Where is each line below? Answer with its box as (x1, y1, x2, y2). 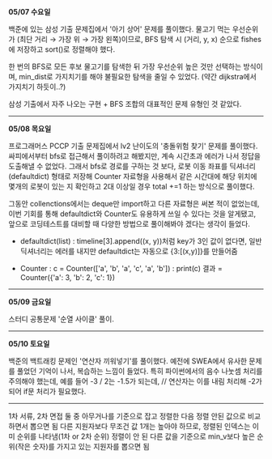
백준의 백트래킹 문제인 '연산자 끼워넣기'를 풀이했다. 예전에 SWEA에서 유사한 (8, 356, 248, 366)
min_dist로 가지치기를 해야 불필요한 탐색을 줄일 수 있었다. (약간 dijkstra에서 (19, 72, 257, 81)
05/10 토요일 (8, 339, 50, 348)
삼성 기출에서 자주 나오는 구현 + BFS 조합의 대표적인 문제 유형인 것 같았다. (8, 100, 242, 108)
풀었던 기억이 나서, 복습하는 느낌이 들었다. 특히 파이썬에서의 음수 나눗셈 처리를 (16, 367, 263, 376)
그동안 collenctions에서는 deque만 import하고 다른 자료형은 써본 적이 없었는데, (8, 199, 260, 208)
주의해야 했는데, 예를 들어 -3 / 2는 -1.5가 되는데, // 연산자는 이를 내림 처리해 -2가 (8, 376, 263, 386)
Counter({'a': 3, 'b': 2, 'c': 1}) (19, 273, 116, 282)
